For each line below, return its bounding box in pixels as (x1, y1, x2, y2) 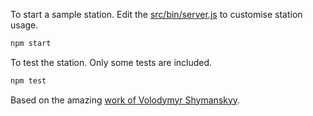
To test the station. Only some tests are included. (10, 56, 213, 68)
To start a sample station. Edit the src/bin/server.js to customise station (10, 9, 303, 20)
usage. (10, 19, 39, 31)
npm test (10, 75, 47, 86)
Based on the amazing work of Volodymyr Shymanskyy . (10, 94, 241, 106)
